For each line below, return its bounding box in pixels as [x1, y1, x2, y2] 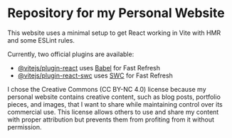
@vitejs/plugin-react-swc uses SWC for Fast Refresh [17, 71, 173, 80]
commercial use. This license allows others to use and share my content [7, 107, 219, 116]
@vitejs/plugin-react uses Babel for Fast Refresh [17, 63, 161, 72]
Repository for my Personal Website [7, 5, 226, 21]
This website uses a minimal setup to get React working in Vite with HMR [7, 28, 221, 37]
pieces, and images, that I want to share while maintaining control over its [7, 100, 223, 108]
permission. [7, 122, 42, 131]
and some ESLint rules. [7, 36, 75, 44]
